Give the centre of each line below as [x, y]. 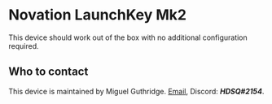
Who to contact [48, 72]
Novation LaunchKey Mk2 [98, 15]
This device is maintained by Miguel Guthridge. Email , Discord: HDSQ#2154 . [136, 91]
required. [24, 45]
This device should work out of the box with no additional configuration [128, 37]
